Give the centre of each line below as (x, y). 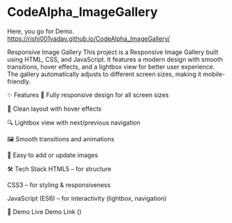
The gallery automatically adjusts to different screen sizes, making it (105, 74)
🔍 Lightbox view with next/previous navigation (74, 123)
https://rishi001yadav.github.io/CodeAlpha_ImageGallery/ (89, 38)
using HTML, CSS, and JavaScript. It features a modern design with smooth (115, 59)
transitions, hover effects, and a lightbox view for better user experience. (111, 66)
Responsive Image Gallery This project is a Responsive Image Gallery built (113, 52)
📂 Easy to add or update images (53, 155)
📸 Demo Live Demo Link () (44, 211)
